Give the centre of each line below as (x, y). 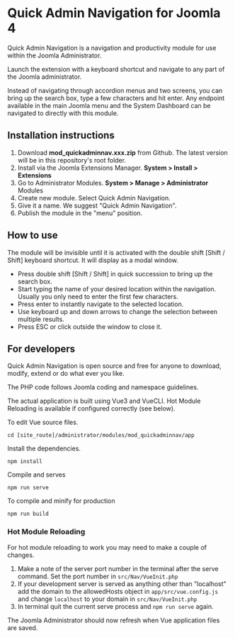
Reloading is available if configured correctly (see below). (91, 409)
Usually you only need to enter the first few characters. (98, 296)
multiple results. (41, 319)
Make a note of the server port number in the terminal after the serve (118, 568)
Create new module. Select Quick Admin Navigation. (94, 198)
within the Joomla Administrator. (55, 55)
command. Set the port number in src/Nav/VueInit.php (98, 576)
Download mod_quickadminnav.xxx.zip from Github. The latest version (122, 152)
